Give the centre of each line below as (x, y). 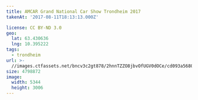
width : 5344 (26, 82)
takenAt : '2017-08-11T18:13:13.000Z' (52, 17)
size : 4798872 (24, 71)
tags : (13, 50)
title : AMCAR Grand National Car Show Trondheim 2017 (74, 11)
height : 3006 (27, 88)
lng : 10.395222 (30, 44)
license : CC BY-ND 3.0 (34, 28)
